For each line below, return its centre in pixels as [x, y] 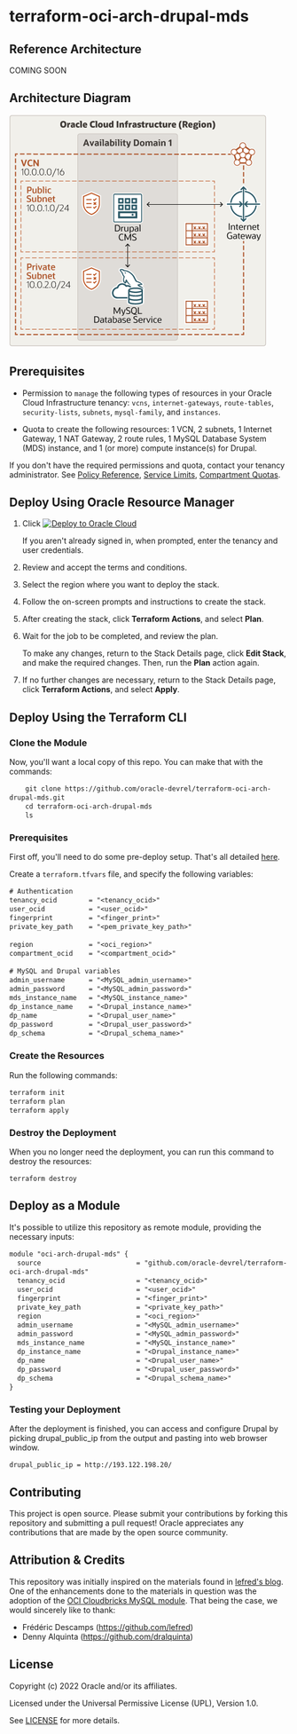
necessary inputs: [42, 1236]
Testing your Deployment [65, 1409]
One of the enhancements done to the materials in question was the [133, 1591]
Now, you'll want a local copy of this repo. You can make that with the [136, 762]
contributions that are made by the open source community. [119, 1532]
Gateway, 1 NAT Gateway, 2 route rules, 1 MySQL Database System [145, 438]
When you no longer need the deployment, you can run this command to [142, 1152]
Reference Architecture [75, 49]
